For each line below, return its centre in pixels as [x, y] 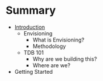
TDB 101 [34, 52]
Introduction [30, 27]
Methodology [49, 46]
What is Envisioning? [58, 40]
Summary [31, 10]
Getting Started [33, 71]
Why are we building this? [65, 59]
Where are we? [51, 65]
